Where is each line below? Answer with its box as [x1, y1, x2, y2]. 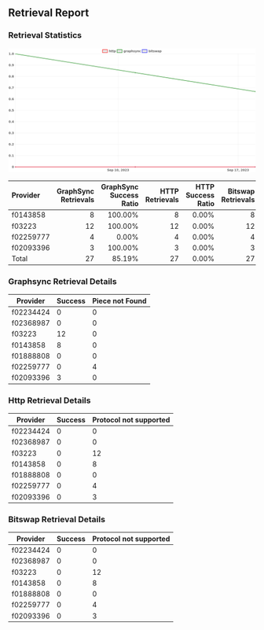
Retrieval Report [8, 6, 90, 20]
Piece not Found [92, 296, 147, 305]
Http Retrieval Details [8, 395, 91, 406]
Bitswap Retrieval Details [8, 514, 106, 525]
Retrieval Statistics [8, 30, 82, 41]
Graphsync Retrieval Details [8, 275, 117, 286]
